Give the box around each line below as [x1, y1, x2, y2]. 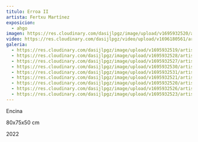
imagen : [6, 31, 25, 37]
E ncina [6, 107, 23, 114]
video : [6, 36, 22, 42]
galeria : [6, 42, 28, 48]
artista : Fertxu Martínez [6, 14, 70, 20]
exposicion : [6, 20, 35, 25]
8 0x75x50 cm [6, 119, 40, 126]
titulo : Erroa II [6, 8, 49, 15]
